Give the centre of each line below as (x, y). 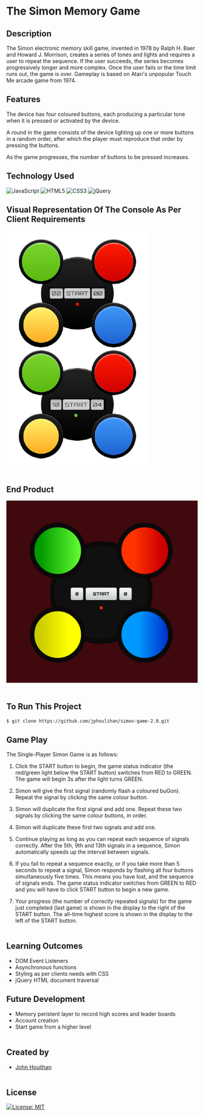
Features (23, 99)
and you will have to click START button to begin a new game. (92, 890)
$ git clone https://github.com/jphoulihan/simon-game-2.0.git (88, 721)
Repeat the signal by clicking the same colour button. (82, 797)
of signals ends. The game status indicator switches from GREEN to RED (106, 883)
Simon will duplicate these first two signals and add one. (86, 828)
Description (29, 34)
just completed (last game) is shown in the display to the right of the (100, 908)
